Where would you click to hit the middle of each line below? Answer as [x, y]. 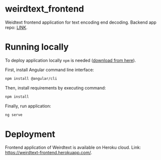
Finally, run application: [28, 106]
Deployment [30, 134]
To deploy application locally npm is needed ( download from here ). [71, 60]
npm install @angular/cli [31, 78]
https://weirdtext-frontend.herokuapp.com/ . [49, 153]
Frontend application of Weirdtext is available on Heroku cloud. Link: [73, 147]
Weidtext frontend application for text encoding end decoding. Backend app [81, 22]
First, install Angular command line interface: [50, 70]
